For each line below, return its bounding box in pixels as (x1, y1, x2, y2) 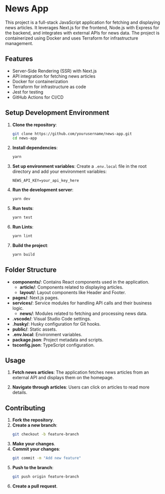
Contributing (5, 404, 45, 412)
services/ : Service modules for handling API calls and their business (12, 300, 152, 306)
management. (5, 40, 34, 46)
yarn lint (12, 233, 33, 238)
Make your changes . (12, 441, 55, 446)
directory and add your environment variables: (12, 169, 107, 175)
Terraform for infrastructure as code (12, 84, 86, 90)
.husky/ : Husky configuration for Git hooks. (12, 321, 101, 327)
